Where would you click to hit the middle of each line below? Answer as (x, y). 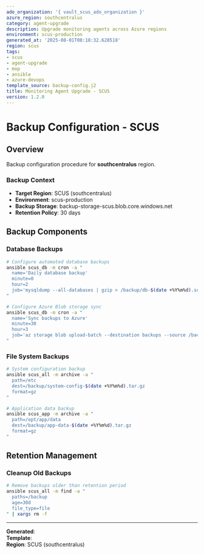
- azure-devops (25, 80)
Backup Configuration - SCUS (83, 127)
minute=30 (24, 324)
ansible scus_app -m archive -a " (50, 414)
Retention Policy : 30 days (48, 213)
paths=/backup (29, 497)
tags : (13, 52)
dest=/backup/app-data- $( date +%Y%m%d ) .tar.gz (72, 425)
